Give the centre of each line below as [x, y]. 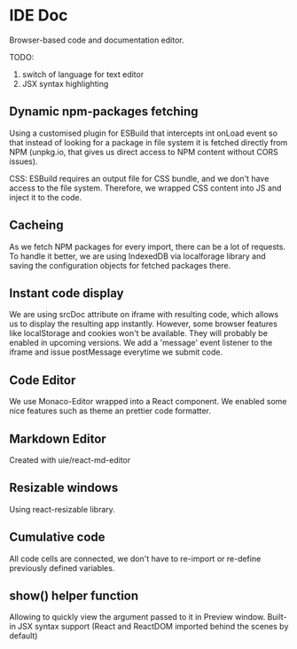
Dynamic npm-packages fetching [104, 112]
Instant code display [66, 293]
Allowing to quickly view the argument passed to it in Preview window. [137, 617]
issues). [23, 161]
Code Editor [43, 380]
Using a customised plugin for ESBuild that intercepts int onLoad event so [143, 133]
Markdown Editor [58, 438]
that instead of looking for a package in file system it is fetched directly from [148, 142]
